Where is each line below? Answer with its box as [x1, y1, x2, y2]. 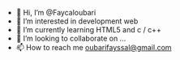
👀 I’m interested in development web [15, 16, 139, 26]
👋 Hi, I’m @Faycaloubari [15, 8, 96, 17]
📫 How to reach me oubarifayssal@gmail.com [15, 43, 172, 52]
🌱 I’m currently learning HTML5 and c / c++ [15, 25, 162, 34]
